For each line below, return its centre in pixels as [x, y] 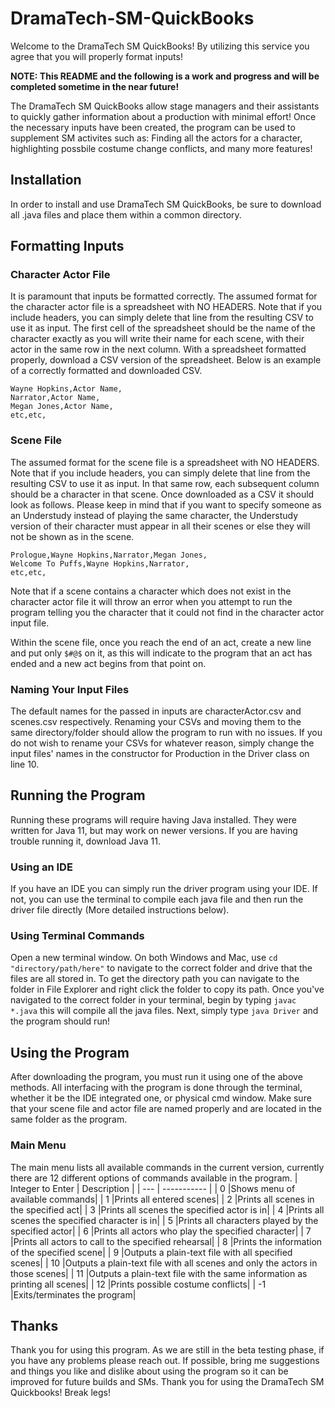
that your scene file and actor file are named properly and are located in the [166, 1109]
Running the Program [78, 795]
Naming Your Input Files [70, 689]
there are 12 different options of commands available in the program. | [154, 1178]
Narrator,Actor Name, [55, 398]
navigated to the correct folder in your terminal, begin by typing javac [153, 1000]
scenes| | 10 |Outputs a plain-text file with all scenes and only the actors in [164, 1263]
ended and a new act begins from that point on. [108, 663]
